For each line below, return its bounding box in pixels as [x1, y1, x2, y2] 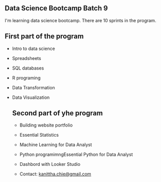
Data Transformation [12, 84, 55, 90]
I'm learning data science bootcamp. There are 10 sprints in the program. [5, 17, 156, 23]
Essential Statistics [19, 132, 59, 138]
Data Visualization [12, 94, 50, 100]
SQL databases [12, 65, 44, 71]
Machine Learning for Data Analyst [19, 142, 92, 148]
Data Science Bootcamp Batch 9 [5, 4, 108, 13]
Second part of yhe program [12, 109, 103, 117]
